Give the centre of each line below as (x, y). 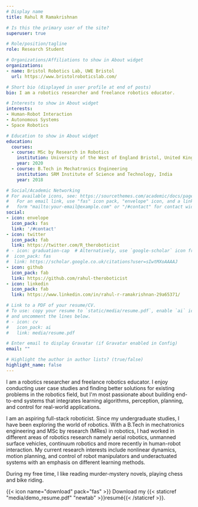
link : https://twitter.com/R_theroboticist (65, 246)
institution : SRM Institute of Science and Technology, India (95, 174)
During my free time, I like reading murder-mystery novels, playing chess (95, 473)
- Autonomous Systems (33, 120)
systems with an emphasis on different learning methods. (76, 462)
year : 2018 (30, 180)
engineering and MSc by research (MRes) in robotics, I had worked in (90, 431)
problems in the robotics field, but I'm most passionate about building (90, 394)
